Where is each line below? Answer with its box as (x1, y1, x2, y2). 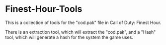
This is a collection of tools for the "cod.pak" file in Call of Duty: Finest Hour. (5, 20, 162, 25)
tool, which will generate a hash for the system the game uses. (5, 34, 133, 40)
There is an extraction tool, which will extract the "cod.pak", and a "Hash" (5, 29, 156, 35)
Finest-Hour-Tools (5, 3, 83, 15)
